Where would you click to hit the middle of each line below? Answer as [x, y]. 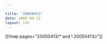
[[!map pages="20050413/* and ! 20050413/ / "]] [54, 36]
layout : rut [17, 23]
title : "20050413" [24, 14]
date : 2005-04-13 [23, 18]
